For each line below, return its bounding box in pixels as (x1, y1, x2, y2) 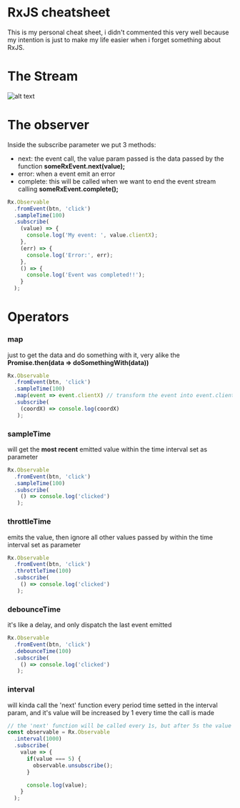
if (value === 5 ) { (26, 755, 81, 762)
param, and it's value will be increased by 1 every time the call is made (7, 708, 214, 717)
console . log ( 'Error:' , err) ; (26, 251, 114, 259)
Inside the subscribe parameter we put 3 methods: (7, 140, 156, 149)
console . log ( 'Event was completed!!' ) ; (26, 271, 145, 279)
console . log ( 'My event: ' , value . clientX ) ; (26, 231, 159, 239)
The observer (7, 117, 89, 133)
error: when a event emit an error (17, 169, 116, 178)
